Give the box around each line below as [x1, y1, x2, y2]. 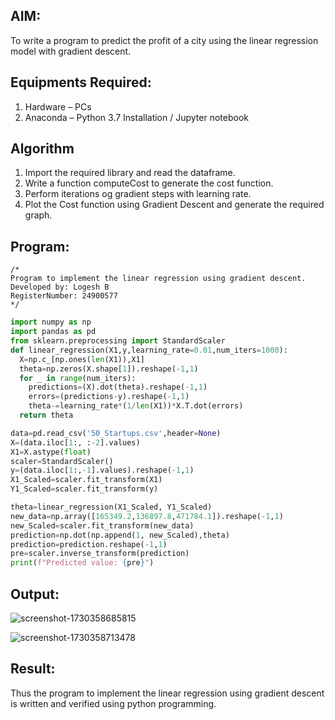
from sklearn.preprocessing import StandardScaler [10, 336, 226, 346]
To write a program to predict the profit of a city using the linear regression [10, 34, 319, 46]
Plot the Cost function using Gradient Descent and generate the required [24, 199, 325, 211]
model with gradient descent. [10, 45, 132, 57]
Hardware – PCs [24, 100, 92, 113]
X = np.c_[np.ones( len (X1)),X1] [19, 354, 145, 364]
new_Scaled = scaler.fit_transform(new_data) [10, 520, 195, 531]
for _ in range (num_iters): [19, 373, 137, 383]
